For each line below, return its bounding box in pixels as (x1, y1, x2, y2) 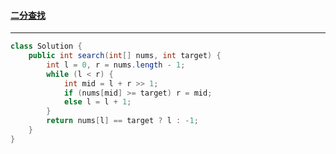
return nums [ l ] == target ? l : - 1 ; (46, 116, 199, 126)
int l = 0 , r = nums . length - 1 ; (46, 60, 186, 70)
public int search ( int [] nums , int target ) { (28, 51, 222, 61)
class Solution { (10, 41, 83, 52)
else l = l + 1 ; (63, 97, 132, 107)
